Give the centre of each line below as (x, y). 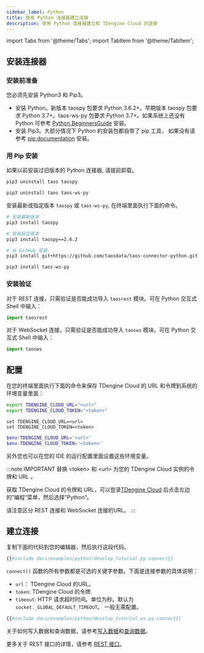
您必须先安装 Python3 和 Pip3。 (46, 95)
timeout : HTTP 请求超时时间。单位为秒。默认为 (75, 599)
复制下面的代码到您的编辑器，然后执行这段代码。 (68, 547)
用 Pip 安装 (22, 155)
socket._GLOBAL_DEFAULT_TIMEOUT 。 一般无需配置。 (78, 607)
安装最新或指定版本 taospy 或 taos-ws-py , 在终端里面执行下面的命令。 (94, 205)
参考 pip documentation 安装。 (54, 139)
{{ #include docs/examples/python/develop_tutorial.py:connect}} (90, 559)
